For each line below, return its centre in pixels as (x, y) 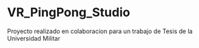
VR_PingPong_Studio (69, 13)
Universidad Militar (34, 38)
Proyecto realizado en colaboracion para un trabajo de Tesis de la (100, 31)
